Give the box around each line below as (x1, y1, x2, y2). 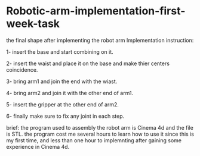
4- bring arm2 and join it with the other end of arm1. (6, 89, 134, 96)
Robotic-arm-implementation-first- (6, 4, 186, 18)
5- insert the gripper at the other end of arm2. (6, 100, 119, 108)
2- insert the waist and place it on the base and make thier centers (6, 60, 170, 67)
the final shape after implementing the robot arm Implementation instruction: (6, 36, 194, 44)
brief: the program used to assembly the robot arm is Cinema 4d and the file (6, 124, 194, 131)
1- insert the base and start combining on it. (6, 48, 113, 55)
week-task (6, 17, 60, 30)
